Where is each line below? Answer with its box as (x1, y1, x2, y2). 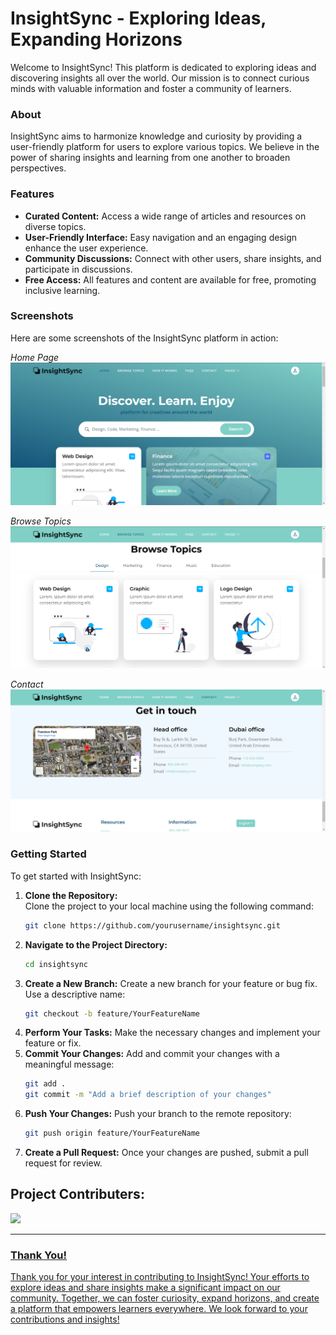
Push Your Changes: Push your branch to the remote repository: (24, 1108, 292, 1120)
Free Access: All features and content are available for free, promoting (24, 273, 317, 286)
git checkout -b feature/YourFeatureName (24, 1008, 201, 1019)
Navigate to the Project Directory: (24, 938, 168, 951)
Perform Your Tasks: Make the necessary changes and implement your (24, 1027, 321, 1039)
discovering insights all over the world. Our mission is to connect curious (10, 72, 310, 84)
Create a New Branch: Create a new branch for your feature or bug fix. (24, 977, 318, 989)
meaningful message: (24, 1058, 115, 1071)
